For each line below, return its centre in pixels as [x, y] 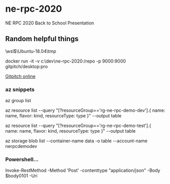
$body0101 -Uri [22, 176]
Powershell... [22, 159]
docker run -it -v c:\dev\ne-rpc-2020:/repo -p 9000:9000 [65, 61]
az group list [18, 101]
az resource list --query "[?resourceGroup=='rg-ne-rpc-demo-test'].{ [78, 126]
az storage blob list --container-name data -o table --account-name [76, 141]
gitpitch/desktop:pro [27, 66]
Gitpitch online [20, 76]
